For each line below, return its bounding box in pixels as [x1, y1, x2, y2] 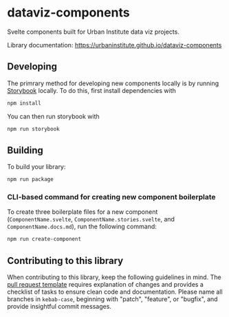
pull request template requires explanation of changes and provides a [7, 281, 204, 289]
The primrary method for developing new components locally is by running [7, 79, 219, 87]
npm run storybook [7, 125, 60, 132]
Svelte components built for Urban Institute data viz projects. [7, 28, 180, 36]
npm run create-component [7, 236, 81, 243]
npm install [7, 100, 41, 107]
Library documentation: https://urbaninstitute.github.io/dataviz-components [7, 41, 222, 49]
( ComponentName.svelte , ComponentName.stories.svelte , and [7, 215, 175, 223]
